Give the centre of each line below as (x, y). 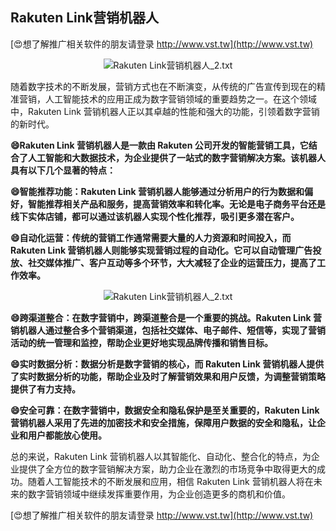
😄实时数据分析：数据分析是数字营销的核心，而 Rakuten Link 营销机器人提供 (167, 364)
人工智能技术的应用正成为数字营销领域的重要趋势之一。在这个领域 (180, 99)
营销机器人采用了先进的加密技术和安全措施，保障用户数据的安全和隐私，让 (163, 422)
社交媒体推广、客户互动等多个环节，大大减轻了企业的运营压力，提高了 (172, 262)
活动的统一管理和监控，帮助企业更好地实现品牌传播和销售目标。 (141, 342)
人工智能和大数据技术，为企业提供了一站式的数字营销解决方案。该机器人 (176, 157)
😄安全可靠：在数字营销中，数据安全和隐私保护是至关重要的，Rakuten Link (165, 410)
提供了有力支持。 (45, 389)
